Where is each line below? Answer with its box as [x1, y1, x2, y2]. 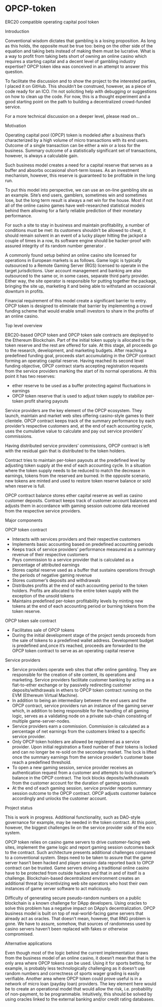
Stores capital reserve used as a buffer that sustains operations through [12, 567, 156, 573]
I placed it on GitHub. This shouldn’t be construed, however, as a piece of [5, 83, 151, 89]
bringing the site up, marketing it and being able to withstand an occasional [5, 283, 155, 289]
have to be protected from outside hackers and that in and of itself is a [5, 870, 145, 876]
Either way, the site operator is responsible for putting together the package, [5, 278, 157, 284]
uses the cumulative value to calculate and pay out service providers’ [5, 428, 143, 434]
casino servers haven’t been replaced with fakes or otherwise [5, 925, 128, 932]
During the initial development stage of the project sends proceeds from [12, 632, 156, 638]
